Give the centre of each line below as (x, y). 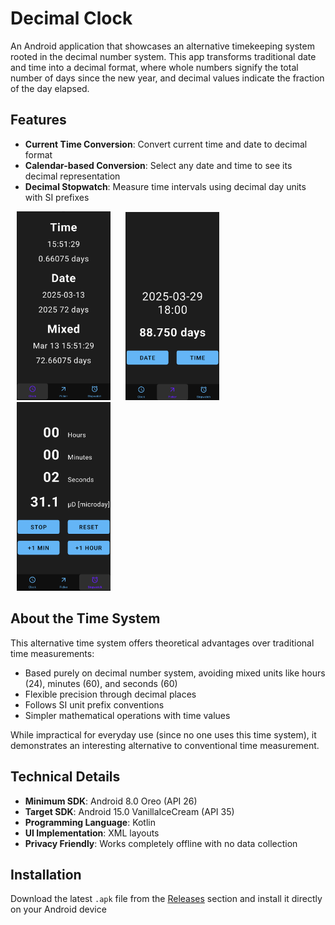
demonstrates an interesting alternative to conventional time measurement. (165, 745)
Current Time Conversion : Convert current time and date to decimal (166, 144)
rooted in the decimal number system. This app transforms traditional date (163, 56)
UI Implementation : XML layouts (92, 833)
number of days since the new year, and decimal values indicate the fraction (167, 78)
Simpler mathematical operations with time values (127, 715)
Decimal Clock (71, 18)
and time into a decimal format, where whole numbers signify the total (154, 67)
